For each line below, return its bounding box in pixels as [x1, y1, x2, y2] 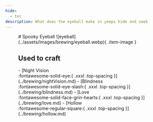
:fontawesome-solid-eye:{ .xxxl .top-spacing [18, 73, 113, 79]
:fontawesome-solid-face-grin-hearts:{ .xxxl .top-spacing [18, 94, 140, 101]
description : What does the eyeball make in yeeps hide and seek [5, 19, 148, 24]
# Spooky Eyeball [18, 34, 55, 40]
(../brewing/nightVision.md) [18, 78, 76, 84]
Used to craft [18, 54, 61, 62]
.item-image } [107, 39, 137, 45]
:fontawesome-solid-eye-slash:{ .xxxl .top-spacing [18, 84, 126, 90]
